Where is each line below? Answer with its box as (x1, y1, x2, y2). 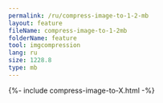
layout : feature (8, 19, 63, 27)
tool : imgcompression (8, 42, 81, 50)
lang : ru (8, 49, 38, 57)
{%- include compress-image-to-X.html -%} (8, 85, 155, 95)
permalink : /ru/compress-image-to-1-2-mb (8, 11, 149, 20)
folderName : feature (8, 34, 78, 42)
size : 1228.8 (8, 57, 52, 65)
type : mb (8, 64, 38, 72)
